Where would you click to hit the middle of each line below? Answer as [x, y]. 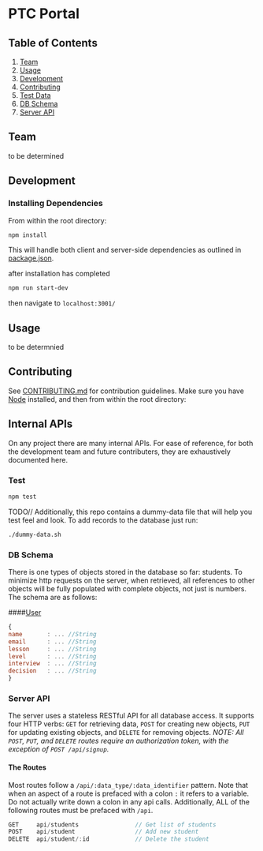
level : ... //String [52, 656]
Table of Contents [53, 43]
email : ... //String [52, 641]
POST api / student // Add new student [104, 832]
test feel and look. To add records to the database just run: [103, 520]
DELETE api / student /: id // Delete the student [109, 839]
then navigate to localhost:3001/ [62, 303]
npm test [22, 497]
